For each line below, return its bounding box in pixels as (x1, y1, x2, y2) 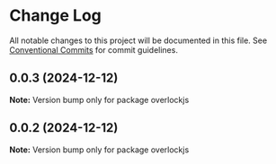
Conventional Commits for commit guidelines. (9, 44, 178, 55)
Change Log (9, 5, 102, 26)
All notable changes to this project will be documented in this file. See (9, 35, 268, 46)
